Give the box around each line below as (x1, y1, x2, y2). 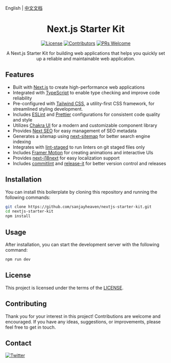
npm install (5, 214, 31, 219)
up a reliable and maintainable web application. (36, 55, 135, 62)
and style (12, 116, 33, 123)
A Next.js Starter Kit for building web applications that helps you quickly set (6, 50, 165, 56)
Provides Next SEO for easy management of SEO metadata (12, 128, 137, 134)
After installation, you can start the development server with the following (5, 241, 160, 248)
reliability (12, 95, 32, 101)
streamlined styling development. (12, 106, 83, 112)
